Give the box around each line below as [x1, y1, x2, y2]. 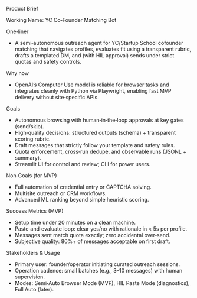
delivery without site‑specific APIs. [14, 94, 99, 101]
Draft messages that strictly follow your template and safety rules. [14, 142, 175, 148]
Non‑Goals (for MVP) [6, 172, 57, 179]
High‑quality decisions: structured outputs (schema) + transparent [14, 129, 176, 136]
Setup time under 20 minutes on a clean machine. [14, 219, 136, 226]
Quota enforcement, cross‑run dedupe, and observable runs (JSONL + [14, 148, 187, 155]
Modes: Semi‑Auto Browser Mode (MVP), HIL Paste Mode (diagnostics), [14, 280, 190, 286]
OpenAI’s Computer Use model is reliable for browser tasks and [14, 81, 169, 88]
